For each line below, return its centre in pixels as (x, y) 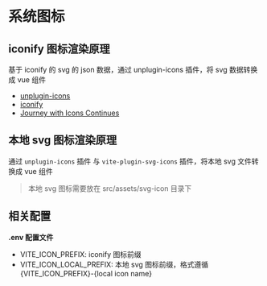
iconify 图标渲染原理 (59, 49)
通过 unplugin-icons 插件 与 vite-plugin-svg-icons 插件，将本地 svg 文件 (130, 161)
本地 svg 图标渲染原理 (63, 141)
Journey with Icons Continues (70, 113)
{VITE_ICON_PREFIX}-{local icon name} (86, 273)
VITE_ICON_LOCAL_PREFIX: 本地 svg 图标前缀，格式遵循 (114, 264)
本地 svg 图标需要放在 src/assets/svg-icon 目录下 (110, 188)
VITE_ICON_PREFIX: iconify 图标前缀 (80, 254)
